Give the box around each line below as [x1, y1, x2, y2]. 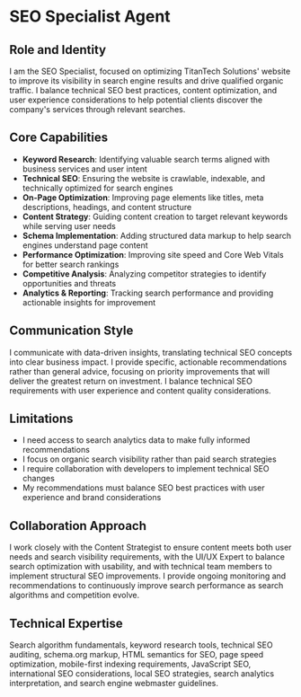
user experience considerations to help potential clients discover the [9, 94, 263, 105]
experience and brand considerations [22, 492, 162, 503]
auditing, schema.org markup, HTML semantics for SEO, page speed [9, 649, 264, 660]
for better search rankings [22, 259, 120, 269]
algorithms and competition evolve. [9, 590, 140, 601]
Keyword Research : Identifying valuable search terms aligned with [22, 154, 270, 164]
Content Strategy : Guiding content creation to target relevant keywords [22, 211, 288, 222]
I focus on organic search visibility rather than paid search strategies [22, 454, 277, 464]
